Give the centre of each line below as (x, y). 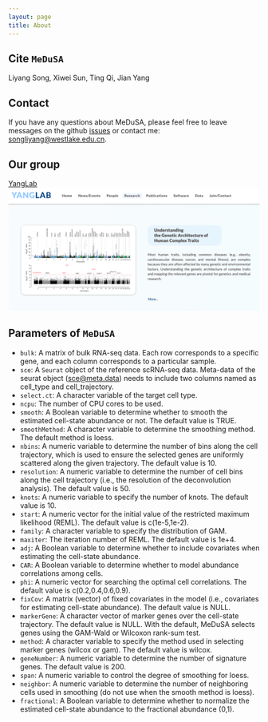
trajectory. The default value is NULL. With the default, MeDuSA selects (137, 624)
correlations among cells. (61, 573)
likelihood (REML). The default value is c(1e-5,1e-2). (104, 522)
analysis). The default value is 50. (75, 488)
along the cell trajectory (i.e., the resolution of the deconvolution (125, 480)
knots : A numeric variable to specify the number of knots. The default (134, 497)
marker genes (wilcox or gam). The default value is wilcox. (116, 649)
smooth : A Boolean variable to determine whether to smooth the (124, 412)
